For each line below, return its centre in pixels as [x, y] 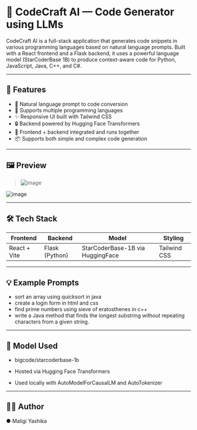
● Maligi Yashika [26, 421]
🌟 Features [26, 90]
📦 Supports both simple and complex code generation [81, 138]
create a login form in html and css [56, 303]
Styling [174, 238]
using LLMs [35, 24]
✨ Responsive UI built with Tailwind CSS [63, 116]
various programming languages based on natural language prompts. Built [96, 47]
